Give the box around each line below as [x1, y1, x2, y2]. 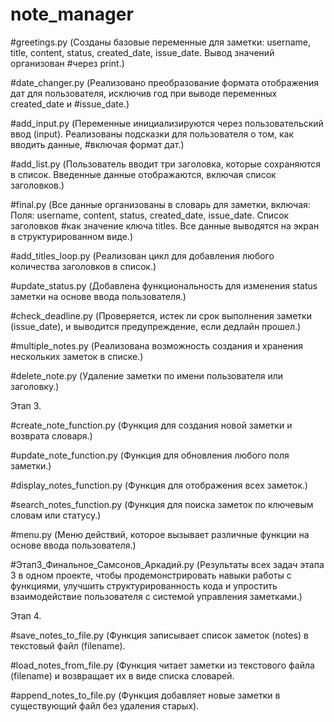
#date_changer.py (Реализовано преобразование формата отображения [10, 76, 320, 88]
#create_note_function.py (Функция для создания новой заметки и [10, 419, 293, 431]
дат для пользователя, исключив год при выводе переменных [10, 87, 278, 99]
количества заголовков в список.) [10, 260, 157, 272]
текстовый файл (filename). [10, 639, 126, 652]
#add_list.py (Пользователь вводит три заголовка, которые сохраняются [10, 158, 322, 170]
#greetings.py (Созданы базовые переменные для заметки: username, [10, 36, 312, 48]
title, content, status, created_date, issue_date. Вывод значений [10, 46, 275, 58]
